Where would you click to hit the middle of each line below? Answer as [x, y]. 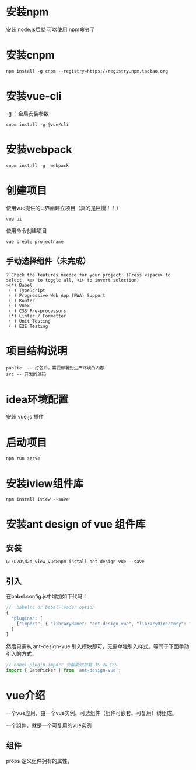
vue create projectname [35, 242]
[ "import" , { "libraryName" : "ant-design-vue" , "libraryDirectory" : [101, 624]
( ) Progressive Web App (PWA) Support [57, 295]
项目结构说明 [37, 351]
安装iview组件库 [45, 483]
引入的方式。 [21, 654]
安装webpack [39, 149]
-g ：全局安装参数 [27, 113]
